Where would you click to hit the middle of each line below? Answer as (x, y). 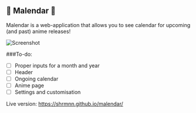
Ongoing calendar (36, 79)
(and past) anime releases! (38, 31)
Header (24, 72)
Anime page (29, 85)
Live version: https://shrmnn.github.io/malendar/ (65, 104)
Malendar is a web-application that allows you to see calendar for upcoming (98, 25)
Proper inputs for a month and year (57, 65)
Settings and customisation (48, 92)
